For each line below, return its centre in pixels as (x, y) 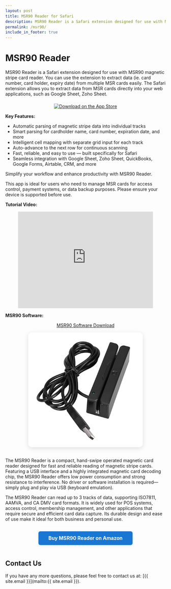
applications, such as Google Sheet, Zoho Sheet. (56, 94)
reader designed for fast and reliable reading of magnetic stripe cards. (79, 466)
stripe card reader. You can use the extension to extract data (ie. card (78, 78)
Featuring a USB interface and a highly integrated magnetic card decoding (83, 471)
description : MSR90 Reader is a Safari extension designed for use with (84, 21)
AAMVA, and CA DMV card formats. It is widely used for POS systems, (79, 503)
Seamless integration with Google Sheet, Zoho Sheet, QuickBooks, (82, 159)
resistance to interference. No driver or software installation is (70, 482)
